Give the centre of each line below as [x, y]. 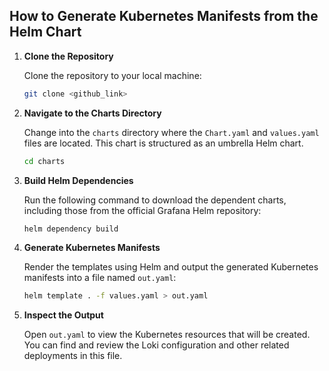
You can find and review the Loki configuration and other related [156, 345]
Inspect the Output [63, 315]
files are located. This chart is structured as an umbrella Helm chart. [163, 143]
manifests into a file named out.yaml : [100, 278]
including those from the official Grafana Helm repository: [142, 210]
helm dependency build [71, 229]
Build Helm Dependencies [78, 180]
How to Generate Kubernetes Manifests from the [164, 16]
